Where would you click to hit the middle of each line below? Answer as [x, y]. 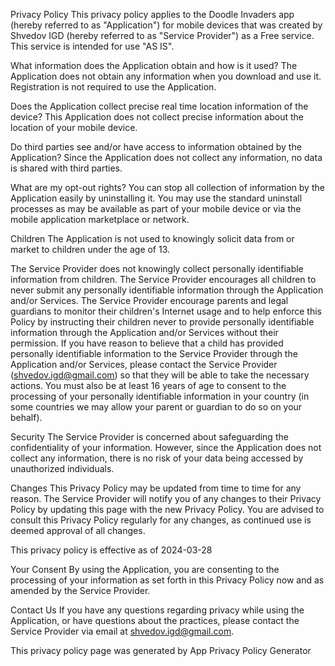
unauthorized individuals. [62, 468]
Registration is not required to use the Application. [113, 87]
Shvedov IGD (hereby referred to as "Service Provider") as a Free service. [162, 35]
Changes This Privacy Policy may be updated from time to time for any [156, 488]
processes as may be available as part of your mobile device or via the [156, 208]
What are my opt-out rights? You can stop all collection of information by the [167, 187]
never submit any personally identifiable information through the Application [167, 290]
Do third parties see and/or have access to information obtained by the [156, 147]
